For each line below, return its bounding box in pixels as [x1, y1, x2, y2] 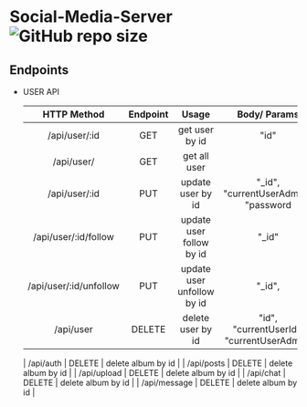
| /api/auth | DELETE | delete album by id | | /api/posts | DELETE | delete [22, 358, 293, 369]
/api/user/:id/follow [33, 231, 114, 243]
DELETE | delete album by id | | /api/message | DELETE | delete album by [22, 377, 298, 388]
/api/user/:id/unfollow [26, 280, 121, 292]
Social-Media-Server [9, 6, 174, 27]
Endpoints [9, 62, 69, 78]
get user [177, 123, 215, 136]
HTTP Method [42, 108, 105, 120]
